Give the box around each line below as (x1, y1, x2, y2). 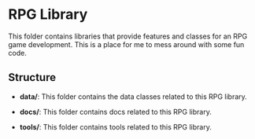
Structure (8, 71, 57, 84)
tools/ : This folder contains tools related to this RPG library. (19, 122, 213, 131)
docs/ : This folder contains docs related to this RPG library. (19, 107, 213, 116)
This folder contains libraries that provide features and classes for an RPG (8, 31, 248, 41)
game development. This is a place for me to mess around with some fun (8, 39, 245, 49)
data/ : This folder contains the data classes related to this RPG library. (19, 92, 248, 101)
